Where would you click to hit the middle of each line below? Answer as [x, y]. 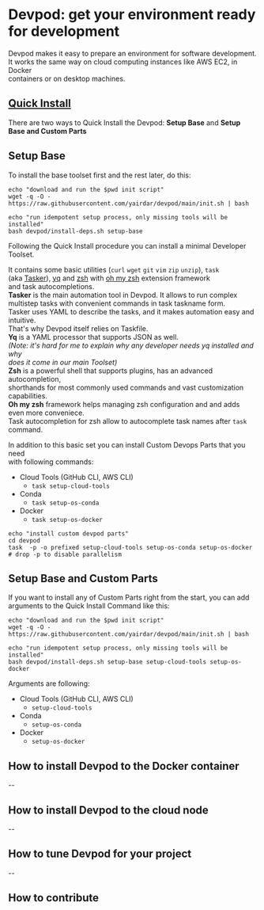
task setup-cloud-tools [71, 486]
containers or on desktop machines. [67, 78]
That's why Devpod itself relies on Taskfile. [78, 328]
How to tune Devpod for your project [100, 854]
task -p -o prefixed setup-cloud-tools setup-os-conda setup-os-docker [130, 547]
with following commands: [51, 462]
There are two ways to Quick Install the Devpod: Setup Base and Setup [124, 122]
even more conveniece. [46, 413]
